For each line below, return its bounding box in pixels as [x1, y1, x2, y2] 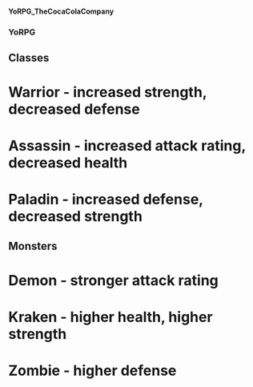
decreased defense [8, 100, 140, 119]
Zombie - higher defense [8, 361, 177, 380]
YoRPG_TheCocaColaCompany [8, 6, 114, 16]
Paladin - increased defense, [8, 191, 203, 208]
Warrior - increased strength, [8, 83, 207, 102]
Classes [8, 50, 50, 64]
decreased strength [8, 208, 143, 226]
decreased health [8, 154, 128, 172]
